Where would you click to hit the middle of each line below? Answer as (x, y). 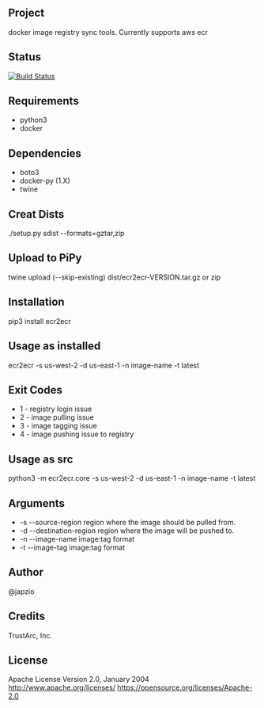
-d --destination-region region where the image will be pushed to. (127, 531)
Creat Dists (36, 214)
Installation (36, 302)
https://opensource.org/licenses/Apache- (185, 687)
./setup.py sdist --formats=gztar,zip (66, 234)
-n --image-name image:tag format (77, 539)
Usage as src (41, 459)
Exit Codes (36, 390)
